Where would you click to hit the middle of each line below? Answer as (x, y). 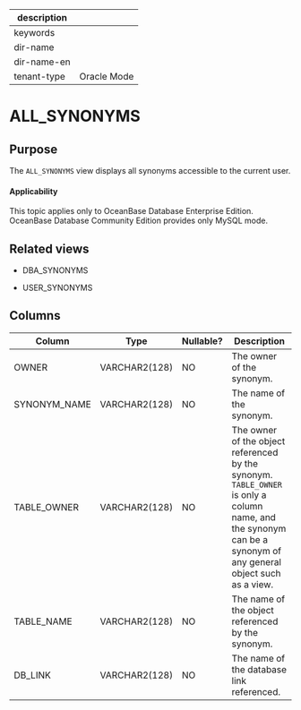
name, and (254, 517)
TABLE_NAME (43, 621)
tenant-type (39, 77)
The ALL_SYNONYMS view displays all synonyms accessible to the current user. (150, 171)
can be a (250, 539)
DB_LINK (32, 675)
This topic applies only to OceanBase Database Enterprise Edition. (131, 211)
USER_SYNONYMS (57, 288)
